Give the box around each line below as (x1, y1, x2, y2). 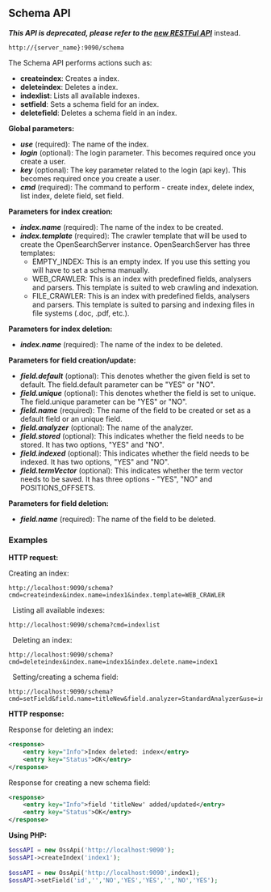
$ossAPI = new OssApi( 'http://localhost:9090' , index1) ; (8, 869, 200, 877)
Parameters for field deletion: (8, 498, 109, 508)
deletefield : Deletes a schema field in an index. (19, 108, 177, 117)
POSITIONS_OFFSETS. (19, 482, 95, 492)
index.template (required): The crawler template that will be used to (19, 231, 248, 240)
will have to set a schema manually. (31, 265, 150, 274)
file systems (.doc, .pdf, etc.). (31, 308, 130, 318)
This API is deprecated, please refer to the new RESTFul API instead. (8, 28, 241, 37)
